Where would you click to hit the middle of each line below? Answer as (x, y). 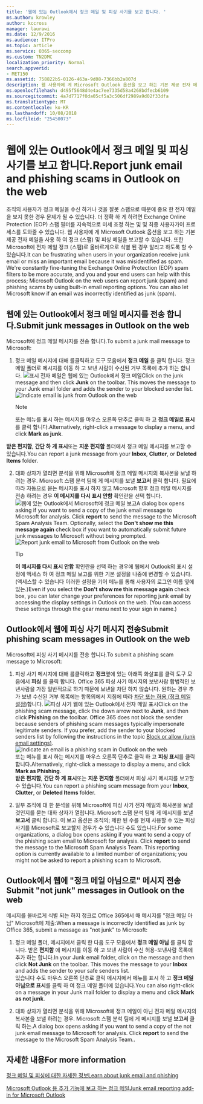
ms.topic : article (29, 46)
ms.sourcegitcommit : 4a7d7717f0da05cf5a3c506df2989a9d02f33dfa (88, 96)
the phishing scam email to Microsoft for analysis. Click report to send (102, 841)
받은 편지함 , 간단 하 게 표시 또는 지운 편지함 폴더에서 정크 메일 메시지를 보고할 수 (99, 446)
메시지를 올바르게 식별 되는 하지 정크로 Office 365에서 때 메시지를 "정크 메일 (96, 915)
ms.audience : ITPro (31, 40)
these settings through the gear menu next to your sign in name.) (96, 609)
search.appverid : (28, 68)
